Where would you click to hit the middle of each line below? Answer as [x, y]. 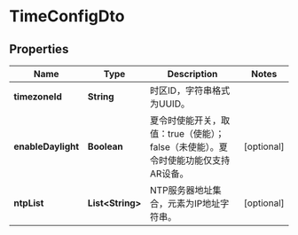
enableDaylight [47, 146]
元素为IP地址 [194, 204]
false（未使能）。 [184, 147]
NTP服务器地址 [181, 190]
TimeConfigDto [67, 16]
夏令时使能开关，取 [190, 120]
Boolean [106, 146]
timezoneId [38, 97]
